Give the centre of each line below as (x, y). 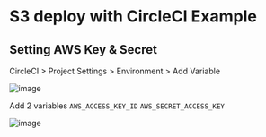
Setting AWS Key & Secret (83, 50)
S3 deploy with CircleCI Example (133, 17)
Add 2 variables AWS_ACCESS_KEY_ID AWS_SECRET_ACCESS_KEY (117, 106)
